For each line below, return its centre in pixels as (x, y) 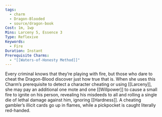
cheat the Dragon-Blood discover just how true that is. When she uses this (80, 79)
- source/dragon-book (32, 23)
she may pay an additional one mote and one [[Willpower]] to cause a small (81, 89)
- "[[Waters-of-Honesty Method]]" (45, 60)
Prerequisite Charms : (27, 55)
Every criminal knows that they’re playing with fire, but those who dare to (79, 74)
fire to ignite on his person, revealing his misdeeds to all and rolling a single (81, 95)
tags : (11, 10)
